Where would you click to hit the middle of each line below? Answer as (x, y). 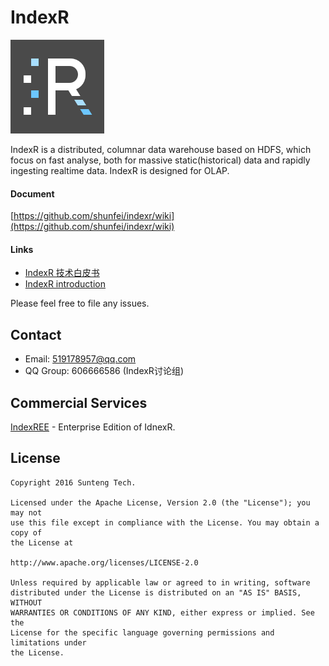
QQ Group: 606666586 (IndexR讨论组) (104, 371)
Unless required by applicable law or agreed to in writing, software (160, 582)
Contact (36, 334)
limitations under (48, 642)
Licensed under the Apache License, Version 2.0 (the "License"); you (160, 502)
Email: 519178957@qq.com (80, 359)
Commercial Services (79, 402)
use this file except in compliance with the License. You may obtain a (165, 522)
